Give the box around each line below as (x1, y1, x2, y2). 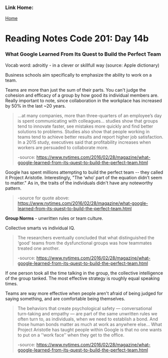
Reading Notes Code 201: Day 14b (5, 33, 149, 44)
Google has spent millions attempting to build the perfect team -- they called (5, 169, 163, 175)
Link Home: (5, 4, 34, 11)
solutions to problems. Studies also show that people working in (17, 128, 150, 134)
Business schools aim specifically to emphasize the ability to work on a (5, 72, 152, 78)
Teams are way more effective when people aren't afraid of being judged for (5, 290, 163, 296)
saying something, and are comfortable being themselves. (5, 295, 125, 301)
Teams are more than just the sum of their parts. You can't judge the (5, 87, 146, 93)
